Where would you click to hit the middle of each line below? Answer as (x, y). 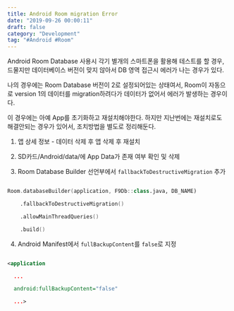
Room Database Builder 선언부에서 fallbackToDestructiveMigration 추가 (122, 172)
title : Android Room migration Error (63, 14)
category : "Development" (44, 34)
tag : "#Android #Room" (41, 40)
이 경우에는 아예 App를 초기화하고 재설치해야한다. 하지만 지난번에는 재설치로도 (115, 118)
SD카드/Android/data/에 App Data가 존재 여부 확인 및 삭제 (99, 157)
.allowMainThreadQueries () (60, 216)
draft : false (26, 27)
